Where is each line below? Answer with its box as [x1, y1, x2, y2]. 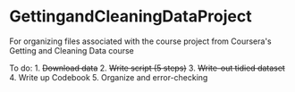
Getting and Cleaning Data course [9, 45, 134, 55]
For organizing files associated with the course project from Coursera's [9, 36, 272, 46]
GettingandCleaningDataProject [9, 6, 252, 27]
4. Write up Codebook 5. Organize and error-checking [9, 71, 208, 82]
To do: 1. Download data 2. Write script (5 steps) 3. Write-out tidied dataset [9, 63, 286, 73]
